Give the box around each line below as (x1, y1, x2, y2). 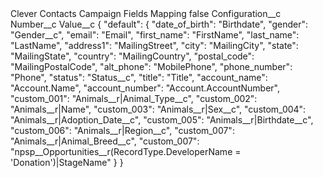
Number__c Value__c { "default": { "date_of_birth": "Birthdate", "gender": (10, 18, 309, 30)
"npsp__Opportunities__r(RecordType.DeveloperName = (10, 146, 242, 157)
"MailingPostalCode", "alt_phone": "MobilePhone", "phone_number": (10, 61, 293, 72)
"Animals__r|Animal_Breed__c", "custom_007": (10, 135, 200, 147)
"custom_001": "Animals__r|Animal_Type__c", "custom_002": (10, 93, 258, 104)
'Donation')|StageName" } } (10, 157, 124, 168)
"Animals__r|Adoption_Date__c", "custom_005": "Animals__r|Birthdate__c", (10, 114, 314, 126)
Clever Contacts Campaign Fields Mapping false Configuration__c (10, 8, 282, 19)
